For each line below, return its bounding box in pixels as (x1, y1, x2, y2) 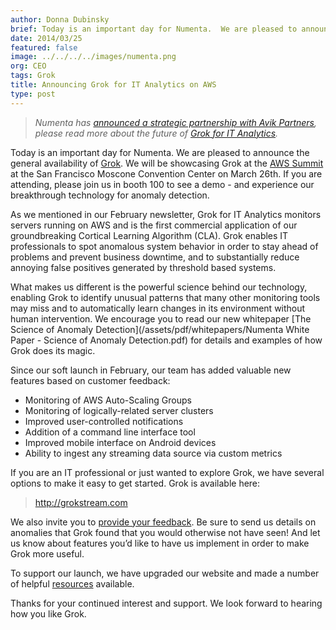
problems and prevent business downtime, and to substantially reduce (10, 251, 300, 263)
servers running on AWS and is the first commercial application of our (10, 219, 298, 231)
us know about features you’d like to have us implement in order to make (10, 537, 310, 549)
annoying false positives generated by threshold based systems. (10, 261, 277, 273)
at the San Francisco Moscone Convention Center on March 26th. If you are (10, 167, 323, 180)
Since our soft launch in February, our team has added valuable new (10, 364, 292, 376)
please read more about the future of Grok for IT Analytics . (34, 127, 279, 139)
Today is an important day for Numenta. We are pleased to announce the (10, 146, 310, 158)
